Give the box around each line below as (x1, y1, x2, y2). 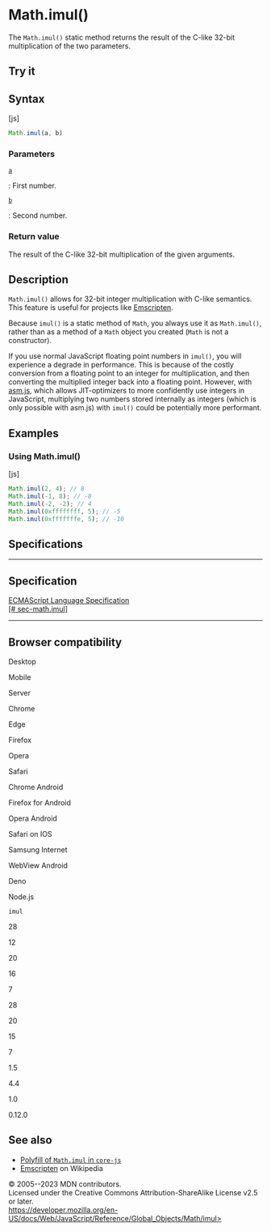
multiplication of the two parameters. (8, 40, 131, 50)
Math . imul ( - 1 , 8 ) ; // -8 (8, 492, 92, 500)
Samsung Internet (8, 844, 68, 855)
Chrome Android (8, 782, 64, 792)
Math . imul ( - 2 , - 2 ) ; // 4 (8, 499, 92, 507)
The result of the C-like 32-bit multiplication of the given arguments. (8, 249, 236, 259)
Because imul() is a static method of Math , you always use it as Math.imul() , (8, 318, 262, 329)
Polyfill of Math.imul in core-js (19, 1155, 122, 1165)
